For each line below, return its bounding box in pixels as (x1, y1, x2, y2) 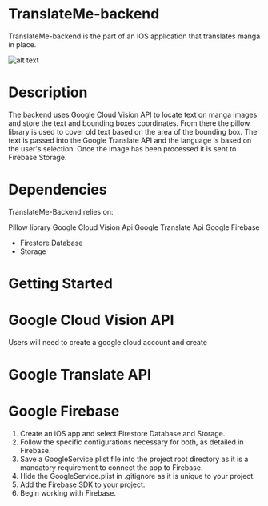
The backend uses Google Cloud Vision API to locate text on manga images (8, 110, 258, 119)
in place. (8, 39, 37, 49)
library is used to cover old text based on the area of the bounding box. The (8, 127, 258, 136)
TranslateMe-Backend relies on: (8, 207, 114, 216)
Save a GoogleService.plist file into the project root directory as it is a (19, 454, 249, 464)
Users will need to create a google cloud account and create (8, 337, 208, 347)
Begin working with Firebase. (19, 488, 116, 498)
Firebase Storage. (8, 152, 67, 162)
